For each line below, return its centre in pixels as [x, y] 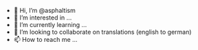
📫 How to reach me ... [45, 40]
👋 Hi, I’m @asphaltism [44, 10]
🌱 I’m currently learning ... [50, 25]
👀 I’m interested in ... [43, 18]
